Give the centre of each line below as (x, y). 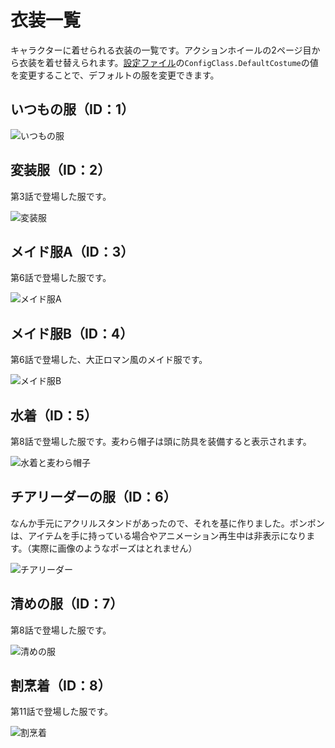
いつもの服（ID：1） (72, 109)
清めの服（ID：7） (67, 604)
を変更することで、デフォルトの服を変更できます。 (115, 75)
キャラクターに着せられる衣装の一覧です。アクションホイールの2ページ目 (161, 50)
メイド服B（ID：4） (72, 333)
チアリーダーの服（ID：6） (93, 497)
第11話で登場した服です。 (61, 712)
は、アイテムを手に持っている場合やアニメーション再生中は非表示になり (158, 535)
